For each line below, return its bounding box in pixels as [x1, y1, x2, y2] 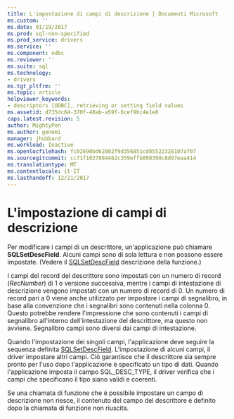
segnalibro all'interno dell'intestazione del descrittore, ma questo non [7, 317, 208, 325]
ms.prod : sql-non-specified [7, 30, 90, 37]
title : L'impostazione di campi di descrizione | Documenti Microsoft [7, 10, 219, 18]
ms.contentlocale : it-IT [7, 167, 80, 175]
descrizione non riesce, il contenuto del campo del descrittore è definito [7, 396, 216, 405]
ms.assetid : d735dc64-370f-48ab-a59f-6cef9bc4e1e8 [7, 109, 159, 116]
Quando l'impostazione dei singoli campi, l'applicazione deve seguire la [7, 338, 214, 346]
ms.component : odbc [7, 50, 65, 57]
